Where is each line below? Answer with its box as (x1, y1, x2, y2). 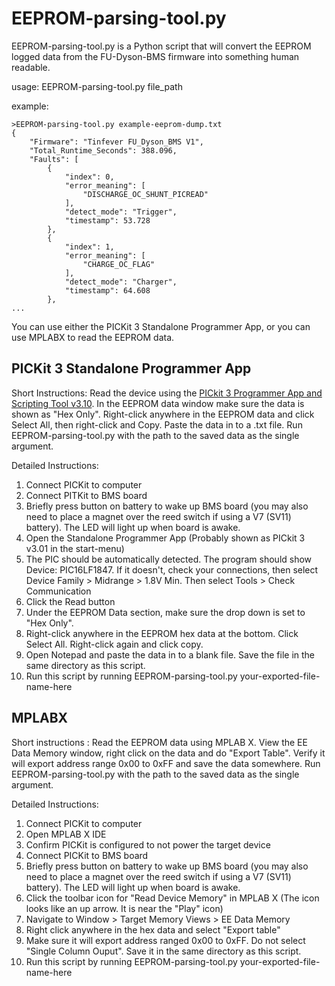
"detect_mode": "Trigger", (64, 207, 178, 217)
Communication (25, 585, 92, 597)
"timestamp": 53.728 (64, 215, 151, 226)
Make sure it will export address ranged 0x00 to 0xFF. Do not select (25, 934, 306, 946)
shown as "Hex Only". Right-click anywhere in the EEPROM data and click (11, 408, 315, 420)
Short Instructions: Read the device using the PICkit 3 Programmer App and (11, 387, 323, 399)
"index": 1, (64, 242, 115, 252)
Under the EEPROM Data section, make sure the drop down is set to (25, 606, 306, 618)
